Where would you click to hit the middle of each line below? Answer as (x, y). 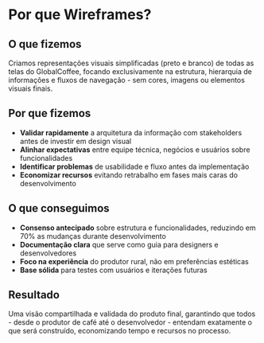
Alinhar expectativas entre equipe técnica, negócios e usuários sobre (135, 150)
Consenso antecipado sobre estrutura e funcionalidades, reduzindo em (138, 228)
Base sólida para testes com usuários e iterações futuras (114, 270)
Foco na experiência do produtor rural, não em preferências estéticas (134, 261)
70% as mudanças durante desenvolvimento (93, 236)
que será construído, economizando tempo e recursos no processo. (120, 331)
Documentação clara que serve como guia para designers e (119, 244)
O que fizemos (45, 44)
